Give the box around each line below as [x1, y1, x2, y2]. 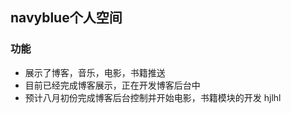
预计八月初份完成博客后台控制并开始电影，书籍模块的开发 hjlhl [24, 91, 282, 103]
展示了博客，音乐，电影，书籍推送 [24, 66, 166, 78]
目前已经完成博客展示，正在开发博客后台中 [24, 79, 201, 91]
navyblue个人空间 [10, 9, 123, 27]
